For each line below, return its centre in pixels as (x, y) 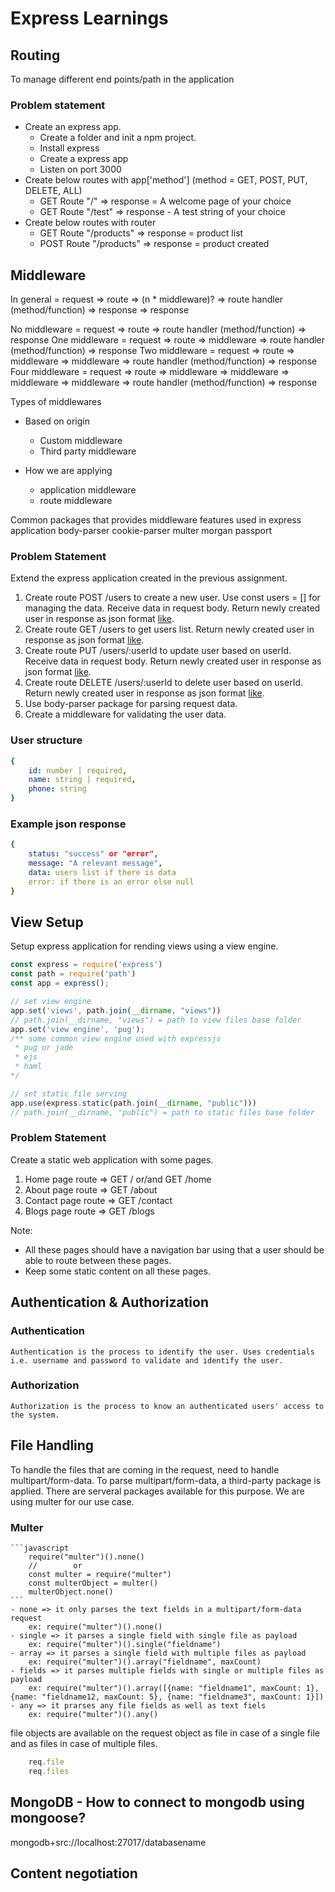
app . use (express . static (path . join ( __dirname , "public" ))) (133, 1103)
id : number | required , (78, 770)
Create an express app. (73, 127)
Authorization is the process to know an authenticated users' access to (167, 1406)
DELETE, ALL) (53, 191)
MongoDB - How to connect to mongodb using (157, 1802)
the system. (35, 1415)
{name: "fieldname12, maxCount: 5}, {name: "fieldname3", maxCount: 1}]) (167, 1697)
